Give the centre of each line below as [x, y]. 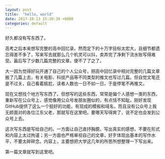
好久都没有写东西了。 [27, 38]
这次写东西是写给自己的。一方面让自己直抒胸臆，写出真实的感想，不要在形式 [82, 129]
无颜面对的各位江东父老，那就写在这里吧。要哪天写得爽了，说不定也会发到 [80, 112]
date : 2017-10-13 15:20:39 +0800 [39, 19]
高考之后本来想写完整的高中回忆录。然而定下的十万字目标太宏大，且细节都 [80, 48]
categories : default [26, 23]
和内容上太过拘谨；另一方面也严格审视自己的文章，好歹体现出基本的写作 [78, 135]
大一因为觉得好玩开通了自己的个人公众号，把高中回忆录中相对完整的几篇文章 [82, 71]
